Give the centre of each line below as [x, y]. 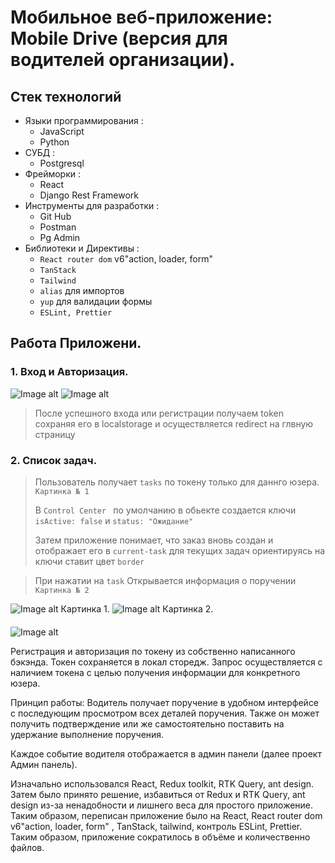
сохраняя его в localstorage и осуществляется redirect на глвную [174, 423]
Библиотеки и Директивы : [82, 248]
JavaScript [62, 131]
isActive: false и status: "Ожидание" [114, 520]
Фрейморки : [52, 174]
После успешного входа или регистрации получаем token [159, 413]
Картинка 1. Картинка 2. [137, 608]
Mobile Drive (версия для [119, 38]
